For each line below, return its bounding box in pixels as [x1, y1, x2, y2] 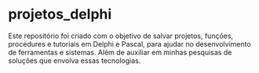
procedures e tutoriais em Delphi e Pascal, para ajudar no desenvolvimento [8, 39, 251, 48]
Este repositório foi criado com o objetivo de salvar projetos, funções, [8, 31, 234, 40]
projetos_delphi [8, 5, 112, 23]
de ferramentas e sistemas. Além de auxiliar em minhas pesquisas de [8, 47, 232, 57]
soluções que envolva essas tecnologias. [8, 56, 141, 65]
